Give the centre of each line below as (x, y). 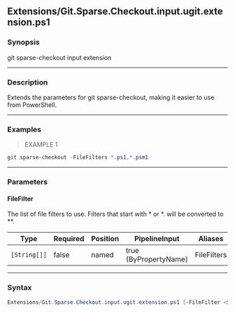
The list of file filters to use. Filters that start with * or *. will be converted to (115, 214)
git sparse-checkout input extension (59, 57)
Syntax (20, 288)
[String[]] (29, 255)
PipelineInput (157, 239)
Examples (24, 129)
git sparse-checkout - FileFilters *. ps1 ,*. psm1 (78, 158)
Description (28, 82)
